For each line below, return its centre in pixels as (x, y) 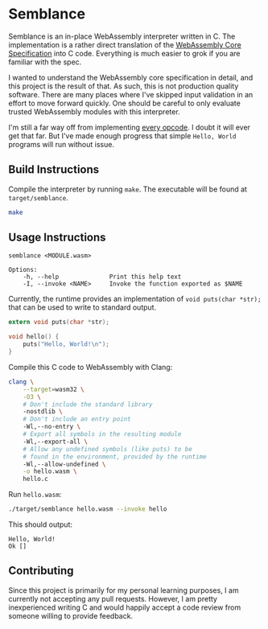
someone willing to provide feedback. (71, 615)
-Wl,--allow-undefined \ (64, 464)
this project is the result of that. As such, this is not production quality (124, 86)
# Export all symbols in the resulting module (102, 434)
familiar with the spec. (45, 62)
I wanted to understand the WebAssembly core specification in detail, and (131, 77)
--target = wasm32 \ (54, 389)
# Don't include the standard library (88, 404)
